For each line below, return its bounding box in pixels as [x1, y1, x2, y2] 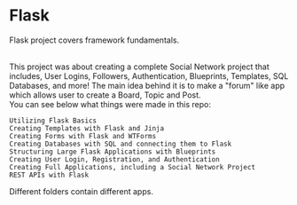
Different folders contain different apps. [9, 185, 153, 196]
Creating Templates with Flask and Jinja [9, 123, 165, 133]
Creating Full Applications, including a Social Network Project [9, 162, 255, 171]
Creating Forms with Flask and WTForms [9, 131, 157, 140]
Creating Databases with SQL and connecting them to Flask [9, 139, 232, 148]
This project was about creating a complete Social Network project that [9, 61, 270, 72]
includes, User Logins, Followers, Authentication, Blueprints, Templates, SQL [9, 70, 289, 81]
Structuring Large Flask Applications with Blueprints [9, 147, 216, 156]
